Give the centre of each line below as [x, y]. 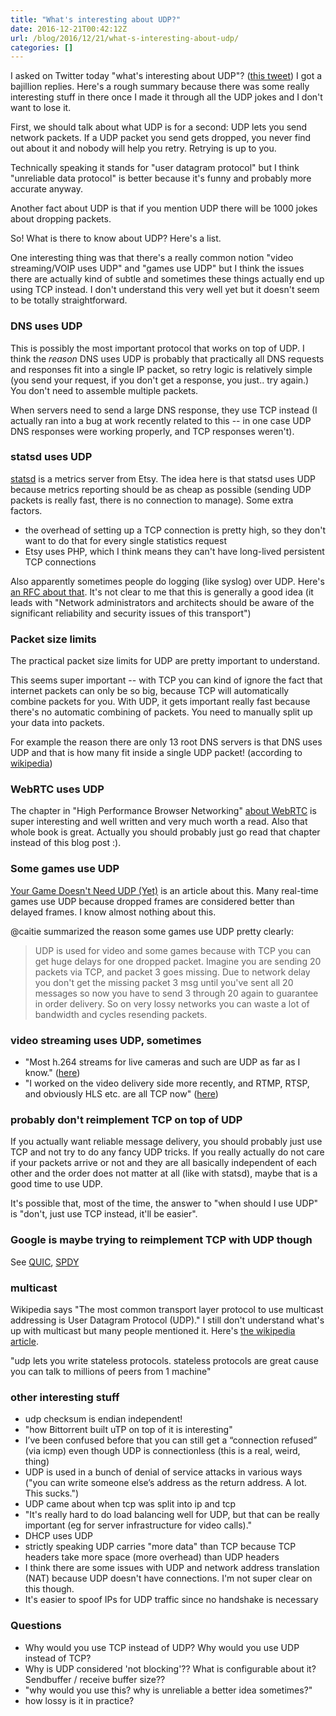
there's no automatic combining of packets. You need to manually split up [161, 712]
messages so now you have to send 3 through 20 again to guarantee [176, 993]
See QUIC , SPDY [45, 1262]
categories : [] [42, 47]
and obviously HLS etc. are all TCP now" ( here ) [121, 1094]
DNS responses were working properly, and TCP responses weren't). [152, 431]
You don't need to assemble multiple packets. [104, 390]
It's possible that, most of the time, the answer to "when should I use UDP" [164, 1203]
